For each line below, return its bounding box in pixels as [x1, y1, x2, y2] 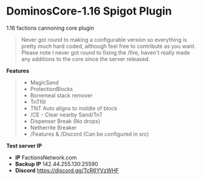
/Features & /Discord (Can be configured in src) [30, 130, 149, 138]
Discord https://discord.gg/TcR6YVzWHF [15, 167, 120, 174]
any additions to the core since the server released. [21, 55, 150, 62]
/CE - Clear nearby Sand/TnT [30, 111, 103, 118]
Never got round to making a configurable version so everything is [21, 36, 187, 43]
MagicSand [30, 79, 59, 86]
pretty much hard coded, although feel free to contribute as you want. [21, 42, 196, 50]
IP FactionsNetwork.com [15, 153, 77, 161]
